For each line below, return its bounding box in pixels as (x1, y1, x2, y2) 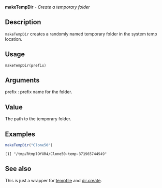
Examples (5, 130, 35, 138)
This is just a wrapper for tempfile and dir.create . (5, 177, 103, 183)
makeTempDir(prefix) (5, 63, 47, 68)
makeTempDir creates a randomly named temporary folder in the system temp (5, 31, 157, 37)
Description (5, 18, 41, 26)
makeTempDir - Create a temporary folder (5, 4, 90, 10)
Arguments (5, 76, 40, 84)
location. (5, 36, 23, 42)
